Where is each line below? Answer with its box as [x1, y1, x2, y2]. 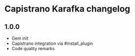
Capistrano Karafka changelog [4, 3, 131, 14]
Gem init [11, 35, 29, 41]
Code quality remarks [11, 46, 55, 51]
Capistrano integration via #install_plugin [11, 41, 93, 46]
